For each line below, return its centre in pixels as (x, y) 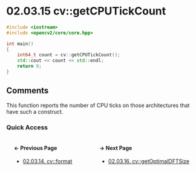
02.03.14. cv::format (47, 161)
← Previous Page (36, 148)
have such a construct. (35, 111)
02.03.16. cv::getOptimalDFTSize (149, 161)
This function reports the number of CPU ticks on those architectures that (98, 105)
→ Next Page (116, 148)
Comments (28, 91)
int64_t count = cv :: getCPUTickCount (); (69, 55)
